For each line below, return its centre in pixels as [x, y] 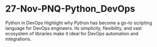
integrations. [19, 39]
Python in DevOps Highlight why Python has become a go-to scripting [79, 23]
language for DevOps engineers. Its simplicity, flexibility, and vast [74, 28]
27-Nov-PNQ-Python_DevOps [70, 9]
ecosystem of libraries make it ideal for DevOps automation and [72, 33]
